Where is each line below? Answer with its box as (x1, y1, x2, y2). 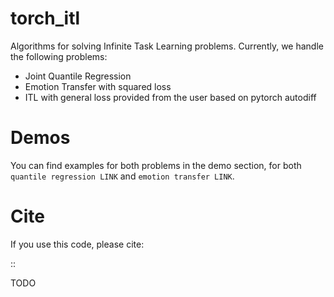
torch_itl (10, 7, 81, 30)
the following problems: (10, 50, 108, 62)
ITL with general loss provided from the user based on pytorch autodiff (24, 91, 317, 103)
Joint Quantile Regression (24, 70, 132, 82)
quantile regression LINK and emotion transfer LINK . (10, 170, 235, 182)
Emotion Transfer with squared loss (24, 80, 172, 92)
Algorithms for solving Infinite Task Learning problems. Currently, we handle (10, 40, 324, 52)
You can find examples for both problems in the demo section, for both (10, 159, 302, 171)
